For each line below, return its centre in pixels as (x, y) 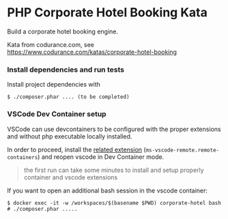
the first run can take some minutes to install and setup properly (114, 170)
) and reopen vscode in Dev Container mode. (101, 157)
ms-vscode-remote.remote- (183, 150)
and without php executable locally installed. (70, 136)
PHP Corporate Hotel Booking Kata (108, 13)
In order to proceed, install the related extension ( (76, 149)
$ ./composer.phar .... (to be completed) (68, 97)
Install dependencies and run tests (66, 70)
